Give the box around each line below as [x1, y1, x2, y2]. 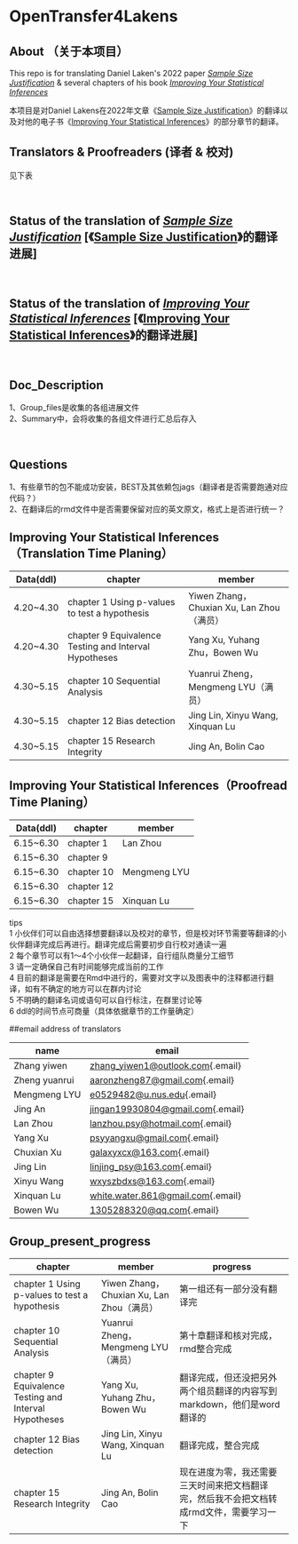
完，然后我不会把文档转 [179, 1492, 278, 1505]
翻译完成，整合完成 [179, 1439, 260, 1452]
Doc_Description [9, 378, 104, 393]
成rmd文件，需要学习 [179, 1506, 268, 1518]
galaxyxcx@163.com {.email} [90, 1146, 210, 1158]
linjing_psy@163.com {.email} [90, 1160, 213, 1173]
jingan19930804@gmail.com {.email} [90, 1102, 245, 1115]
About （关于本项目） [9, 44, 129, 59]
